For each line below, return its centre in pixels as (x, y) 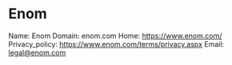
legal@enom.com (37, 52)
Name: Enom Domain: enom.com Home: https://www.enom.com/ (115, 36)
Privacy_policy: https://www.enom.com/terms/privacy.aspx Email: (116, 44)
